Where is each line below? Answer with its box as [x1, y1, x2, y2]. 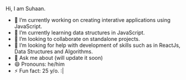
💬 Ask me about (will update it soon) [14, 55, 103, 61]
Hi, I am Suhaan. [5, 5, 46, 12]
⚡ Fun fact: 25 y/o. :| [14, 68, 64, 74]
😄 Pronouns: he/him [14, 60, 65, 68]
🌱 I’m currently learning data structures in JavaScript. [14, 29, 145, 36]
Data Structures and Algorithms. [14, 48, 93, 55]
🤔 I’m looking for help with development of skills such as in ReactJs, [14, 41, 181, 49]
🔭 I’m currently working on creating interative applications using [14, 17, 171, 23]
